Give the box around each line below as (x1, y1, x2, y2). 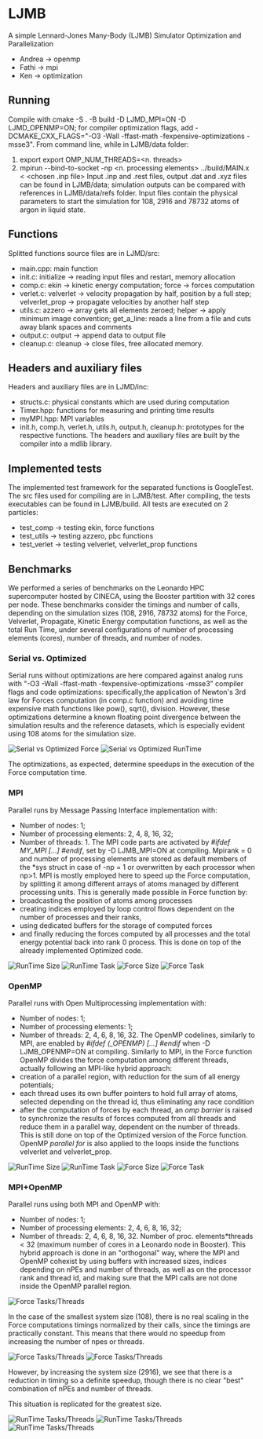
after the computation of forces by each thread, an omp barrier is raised (19, 1105, 253, 1115)
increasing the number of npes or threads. (8, 1337, 145, 1346)
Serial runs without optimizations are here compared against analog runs (8, 670, 243, 680)
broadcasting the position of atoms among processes (19, 896, 193, 905)
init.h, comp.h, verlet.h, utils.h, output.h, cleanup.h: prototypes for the (19, 422, 245, 432)
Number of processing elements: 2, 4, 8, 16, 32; (19, 829, 174, 838)
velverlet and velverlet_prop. (19, 1147, 112, 1156)
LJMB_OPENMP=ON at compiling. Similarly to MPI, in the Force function (19, 1046, 253, 1056)
